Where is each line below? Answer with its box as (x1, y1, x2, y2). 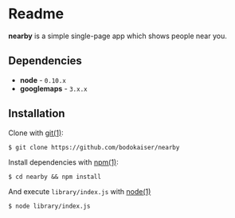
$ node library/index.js (8, 202, 91, 210)
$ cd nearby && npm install (8, 173, 102, 181)
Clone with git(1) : (8, 128, 64, 138)
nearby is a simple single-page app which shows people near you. (8, 31, 227, 41)
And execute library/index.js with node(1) (8, 186, 151, 196)
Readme (8, 5, 65, 23)
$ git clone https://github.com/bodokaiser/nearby (8, 143, 180, 151)
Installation (8, 107, 65, 120)
